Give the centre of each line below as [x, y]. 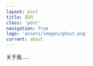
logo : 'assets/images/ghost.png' [47, 34]
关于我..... [18, 57]
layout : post [22, 12]
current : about [25, 39]
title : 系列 [20, 17]
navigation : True [27, 28]
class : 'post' [24, 23]
